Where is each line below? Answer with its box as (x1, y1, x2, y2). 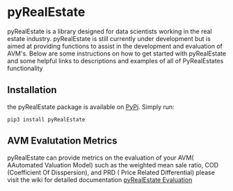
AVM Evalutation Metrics (7, 135, 118, 147)
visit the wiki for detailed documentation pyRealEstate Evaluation (7, 175, 193, 184)
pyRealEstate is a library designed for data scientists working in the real (7, 27, 212, 35)
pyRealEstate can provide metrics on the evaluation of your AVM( (7, 153, 194, 162)
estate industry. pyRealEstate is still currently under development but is (7, 34, 211, 42)
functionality (7, 64, 43, 72)
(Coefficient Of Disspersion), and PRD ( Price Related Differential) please (7, 168, 216, 176)
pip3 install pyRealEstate (7, 116, 86, 123)
